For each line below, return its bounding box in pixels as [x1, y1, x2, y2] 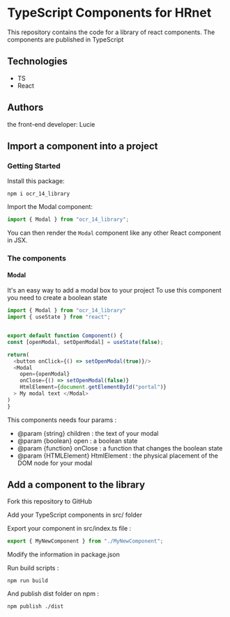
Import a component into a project [7, 140, 158, 152]
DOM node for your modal [17, 458, 93, 467]
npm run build [7, 577, 49, 584]
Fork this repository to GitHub [7, 497, 93, 506]
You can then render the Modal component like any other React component [7, 228, 222, 237]
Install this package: [7, 177, 65, 185]
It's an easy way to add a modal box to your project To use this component [7, 286, 222, 295]
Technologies [7, 56, 68, 68]
